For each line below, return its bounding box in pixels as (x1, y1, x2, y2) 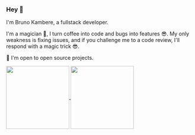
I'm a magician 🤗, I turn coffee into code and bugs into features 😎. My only (6, 30, 190, 37)
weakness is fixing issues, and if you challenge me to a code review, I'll (6, 37, 180, 44)
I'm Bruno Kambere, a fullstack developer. (6, 19, 108, 26)
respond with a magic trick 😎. (6, 43, 80, 50)
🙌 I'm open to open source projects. (6, 54, 94, 62)
